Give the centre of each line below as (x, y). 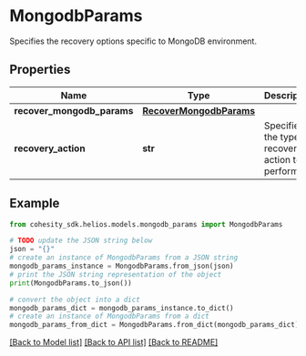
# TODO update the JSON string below (81, 241)
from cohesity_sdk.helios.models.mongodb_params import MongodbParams (146, 224)
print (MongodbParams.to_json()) (71, 283)
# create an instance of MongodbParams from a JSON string (124, 258)
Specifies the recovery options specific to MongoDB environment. (133, 41)
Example (35, 203)
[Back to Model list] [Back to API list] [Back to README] (114, 342)
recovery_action (50, 148)
